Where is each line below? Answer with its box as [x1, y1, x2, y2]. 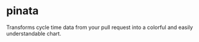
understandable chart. [6, 30, 62, 37]
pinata [6, 4, 39, 18]
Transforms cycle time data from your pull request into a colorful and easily [6, 24, 193, 31]
